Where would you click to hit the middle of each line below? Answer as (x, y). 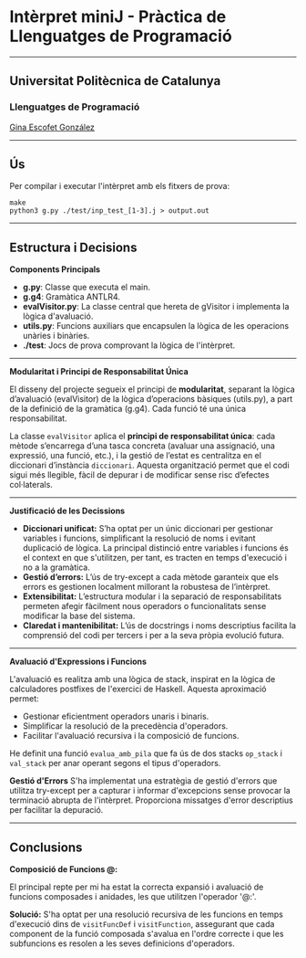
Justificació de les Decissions (67, 511)
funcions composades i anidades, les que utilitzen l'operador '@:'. (133, 897)
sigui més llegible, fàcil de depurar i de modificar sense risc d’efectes (140, 475)
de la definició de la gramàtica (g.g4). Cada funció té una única (128, 409)
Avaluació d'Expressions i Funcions (78, 662)
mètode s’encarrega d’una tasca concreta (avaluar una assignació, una (143, 446)
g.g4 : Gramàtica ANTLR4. (71, 297)
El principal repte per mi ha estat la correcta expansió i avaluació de (137, 887)
